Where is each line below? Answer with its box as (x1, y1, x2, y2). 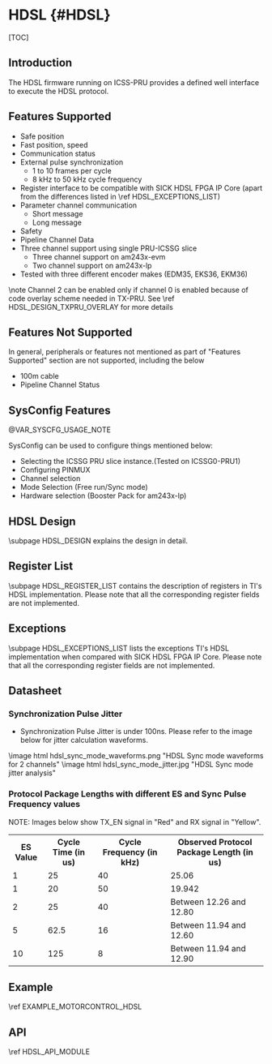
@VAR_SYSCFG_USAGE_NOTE (8, 425, 112, 435)
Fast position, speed (19, 139, 88, 149)
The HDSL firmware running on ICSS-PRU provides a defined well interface (8, 77, 260, 87)
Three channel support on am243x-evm (32, 251, 166, 261)
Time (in (52, 846, 86, 857)
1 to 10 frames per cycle (32, 165, 112, 175)
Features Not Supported (8, 325, 133, 339)
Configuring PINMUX (19, 465, 91, 475)
